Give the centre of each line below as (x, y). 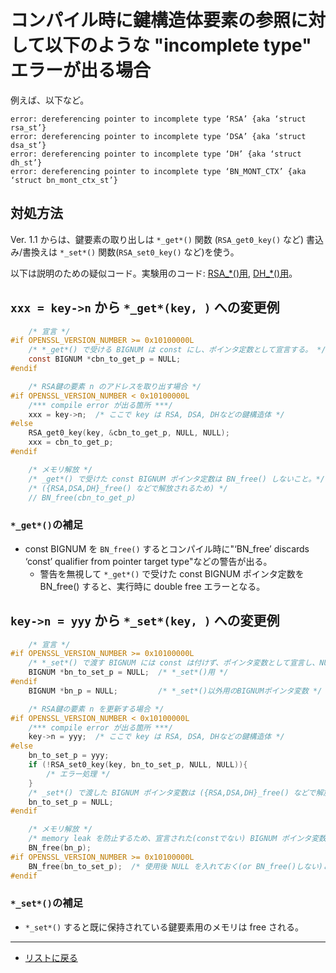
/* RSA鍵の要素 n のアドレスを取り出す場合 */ (115, 386)
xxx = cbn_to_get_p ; (71, 442)
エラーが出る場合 (81, 70)
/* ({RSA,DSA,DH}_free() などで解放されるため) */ (128, 488)
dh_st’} (26, 162)
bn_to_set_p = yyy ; (69, 756)
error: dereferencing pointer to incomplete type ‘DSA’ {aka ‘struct (158, 136)
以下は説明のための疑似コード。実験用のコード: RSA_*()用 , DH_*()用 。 (154, 273)
